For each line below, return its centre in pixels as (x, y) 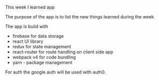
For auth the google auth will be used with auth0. (55, 72)
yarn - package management (42, 62)
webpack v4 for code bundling (44, 57)
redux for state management (42, 46)
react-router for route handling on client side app (63, 52)
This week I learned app (30, 7)
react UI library (28, 41)
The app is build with (27, 26)
